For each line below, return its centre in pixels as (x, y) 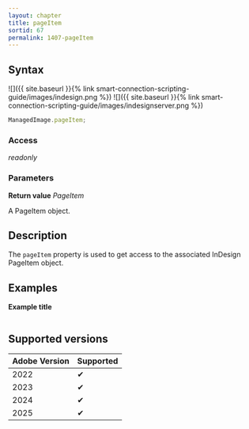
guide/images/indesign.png (53, 97)
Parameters (31, 178)
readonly (23, 158)
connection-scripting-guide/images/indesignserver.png (99, 106)
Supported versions (58, 338)
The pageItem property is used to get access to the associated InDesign (124, 255)
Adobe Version (41, 361)
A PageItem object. (40, 211)
